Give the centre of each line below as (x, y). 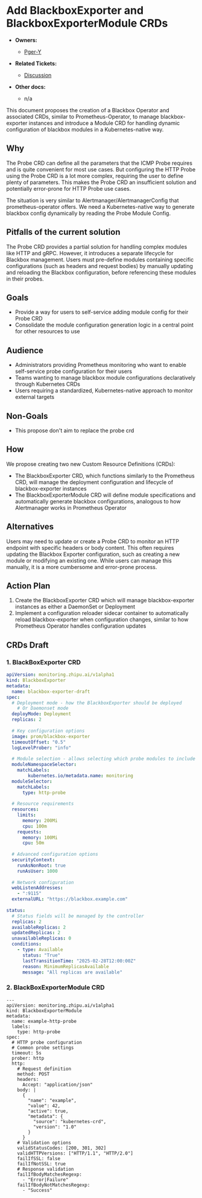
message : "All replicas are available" (72, 972)
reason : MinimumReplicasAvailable (66, 966)
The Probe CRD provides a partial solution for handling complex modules (97, 247)
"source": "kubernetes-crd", (70, 1121)
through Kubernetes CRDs (47, 384)
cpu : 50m (33, 843)
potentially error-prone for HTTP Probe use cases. (69, 188)
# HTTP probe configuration (47, 1042)
